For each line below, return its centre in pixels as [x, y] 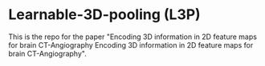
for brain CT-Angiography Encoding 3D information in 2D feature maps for [131, 45]
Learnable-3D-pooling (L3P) [104, 15]
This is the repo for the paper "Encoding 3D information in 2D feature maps [132, 37]
